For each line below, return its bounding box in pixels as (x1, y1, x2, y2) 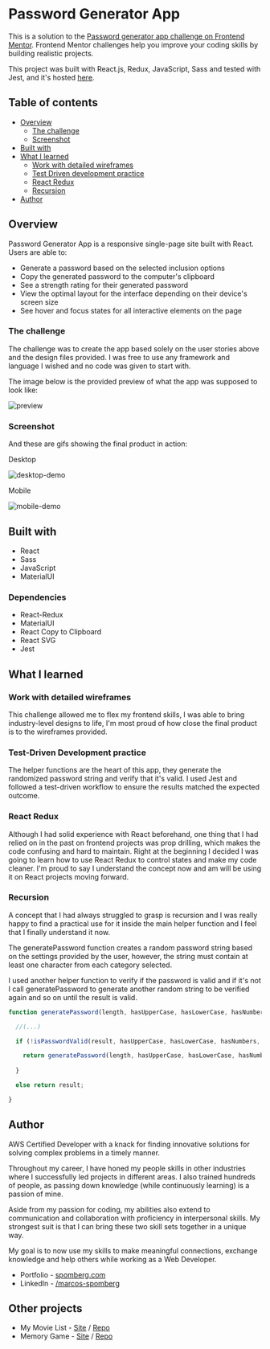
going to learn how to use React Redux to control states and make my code (8, 855, 257, 864)
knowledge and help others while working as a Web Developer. (8, 1254, 217, 1264)
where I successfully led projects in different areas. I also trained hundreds (8, 1171, 256, 1182)
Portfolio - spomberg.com (19, 1269, 106, 1279)
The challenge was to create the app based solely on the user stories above (8, 343, 260, 354)
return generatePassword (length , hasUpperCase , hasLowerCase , (22, 1052, 235, 1060)
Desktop (8, 455, 36, 465)
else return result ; (15, 1081, 84, 1089)
